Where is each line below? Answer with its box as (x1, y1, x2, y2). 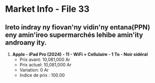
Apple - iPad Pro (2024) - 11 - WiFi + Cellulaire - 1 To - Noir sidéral (12, 52, 148, 57)
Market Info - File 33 (5, 3, 90, 15)
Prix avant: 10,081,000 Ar (19, 56, 70, 62)
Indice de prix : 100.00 (19, 72, 65, 78)
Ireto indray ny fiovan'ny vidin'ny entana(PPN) (5, 23, 151, 31)
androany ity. (5, 38, 47, 47)
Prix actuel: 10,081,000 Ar (19, 62, 72, 67)
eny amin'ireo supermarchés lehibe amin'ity (5, 30, 144, 39)
